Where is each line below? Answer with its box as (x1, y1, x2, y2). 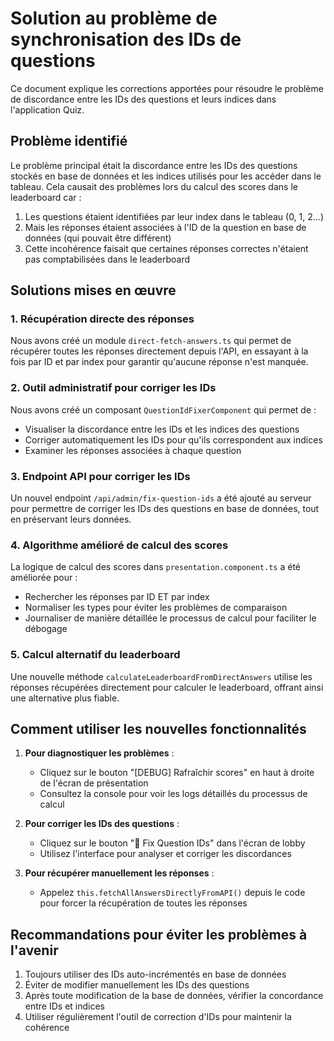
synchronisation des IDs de (10, 28, 242, 51)
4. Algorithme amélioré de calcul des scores (10, 538, 229, 552)
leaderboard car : (10, 191, 82, 203)
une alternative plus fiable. (10, 692, 120, 704)
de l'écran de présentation (39, 777, 149, 789)
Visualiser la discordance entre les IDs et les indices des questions (24, 423, 300, 435)
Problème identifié (10, 133, 128, 150)
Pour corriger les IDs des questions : (24, 818, 180, 830)
